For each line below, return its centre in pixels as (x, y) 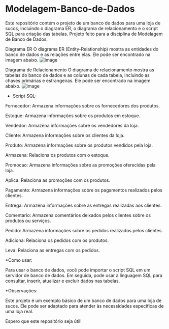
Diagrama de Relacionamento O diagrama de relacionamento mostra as (80, 70)
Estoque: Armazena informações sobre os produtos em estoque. (73, 116)
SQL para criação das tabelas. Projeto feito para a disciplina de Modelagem (84, 34)
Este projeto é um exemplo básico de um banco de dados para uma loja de (83, 300)
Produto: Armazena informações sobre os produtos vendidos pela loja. (79, 145)
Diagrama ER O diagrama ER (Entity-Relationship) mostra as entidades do (82, 49)
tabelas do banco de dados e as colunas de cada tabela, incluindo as (77, 75)
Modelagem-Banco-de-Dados (70, 9)
